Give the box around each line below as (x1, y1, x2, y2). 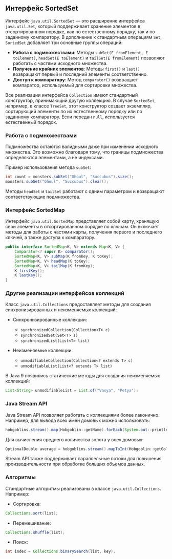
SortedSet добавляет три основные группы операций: (5, 39, 123, 46)
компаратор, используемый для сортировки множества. (12, 82, 138, 88)
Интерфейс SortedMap (5, 206, 65, 213)
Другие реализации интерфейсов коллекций (5, 290, 124, 297)
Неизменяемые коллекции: (12, 348, 73, 354)
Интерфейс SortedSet (5, 4, 78, 13)
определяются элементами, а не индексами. (5, 155, 104, 161)
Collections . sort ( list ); (5, 510, 58, 516)
